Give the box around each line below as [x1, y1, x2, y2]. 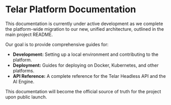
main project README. [5, 31, 53, 37]
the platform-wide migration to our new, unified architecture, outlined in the [5, 26, 164, 32]
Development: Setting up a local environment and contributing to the [12, 51, 159, 57]
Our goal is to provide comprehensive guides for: [5, 41, 109, 47]
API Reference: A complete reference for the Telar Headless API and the [12, 73, 166, 79]
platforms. [12, 68, 35, 74]
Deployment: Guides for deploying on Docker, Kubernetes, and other [12, 62, 159, 68]
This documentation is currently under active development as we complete [5, 20, 163, 27]
